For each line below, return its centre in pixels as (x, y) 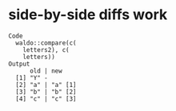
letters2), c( (46, 50)
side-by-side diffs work (88, 15)
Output (19, 64)
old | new (46, 71)
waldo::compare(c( (46, 43)
